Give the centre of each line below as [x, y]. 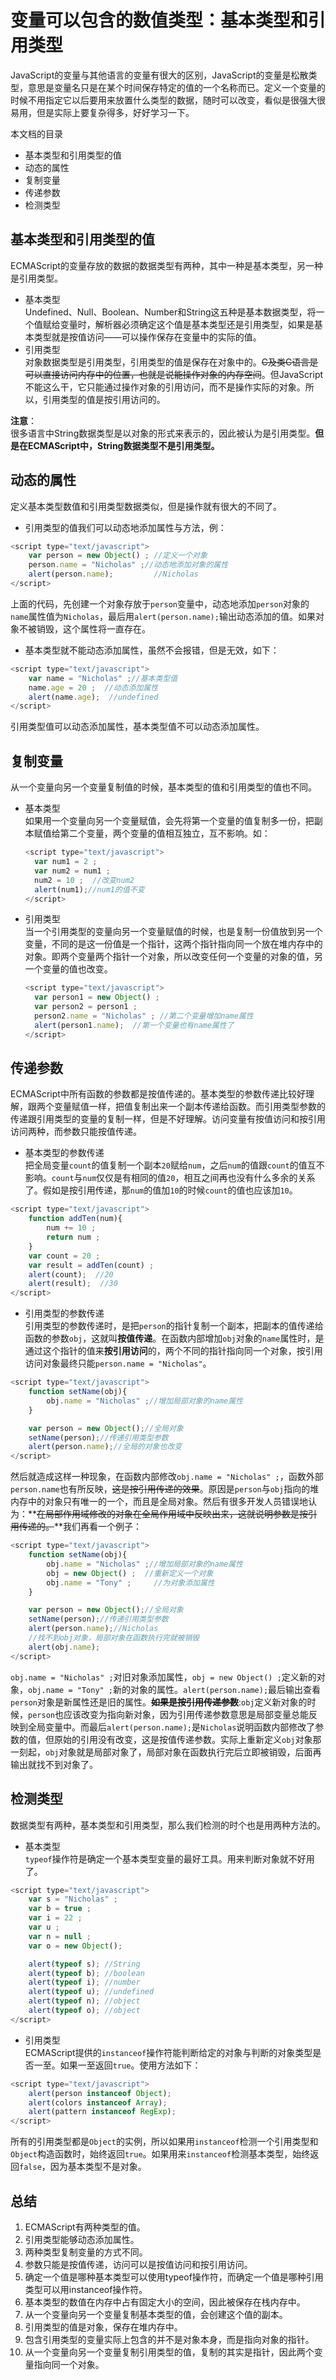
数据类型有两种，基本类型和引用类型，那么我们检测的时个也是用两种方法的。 [168, 1825]
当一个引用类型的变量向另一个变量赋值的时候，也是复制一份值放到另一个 [173, 932]
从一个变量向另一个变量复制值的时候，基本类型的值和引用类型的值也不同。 [163, 787]
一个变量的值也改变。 [68, 969]
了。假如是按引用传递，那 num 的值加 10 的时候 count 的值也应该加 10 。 [161, 1190]
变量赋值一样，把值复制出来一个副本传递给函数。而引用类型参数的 [189, 1107]
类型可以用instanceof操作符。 [86, 2289]
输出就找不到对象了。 [54, 1764]
